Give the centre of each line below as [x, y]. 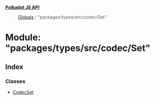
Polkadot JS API [22, 7]
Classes [15, 81]
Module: [23, 38]
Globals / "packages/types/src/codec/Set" [62, 17]
